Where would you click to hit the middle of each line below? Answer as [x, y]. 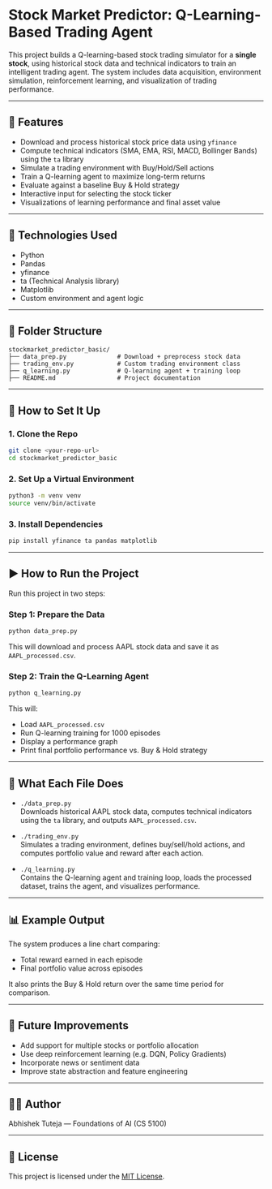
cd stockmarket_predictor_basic [63, 458]
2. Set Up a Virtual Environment [72, 479]
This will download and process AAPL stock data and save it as [114, 647]
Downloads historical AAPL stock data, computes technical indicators [136, 812]
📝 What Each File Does [66, 784]
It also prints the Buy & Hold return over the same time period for [116, 984]
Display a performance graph [69, 742]
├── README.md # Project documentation [104, 378]
